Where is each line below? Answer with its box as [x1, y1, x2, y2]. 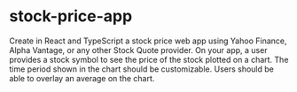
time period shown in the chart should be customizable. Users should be [9, 64, 275, 74]
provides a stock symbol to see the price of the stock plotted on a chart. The [9, 54, 289, 65]
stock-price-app [9, 6, 133, 27]
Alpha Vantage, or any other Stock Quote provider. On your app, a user [9, 44, 268, 55]
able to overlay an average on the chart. [9, 73, 155, 83]
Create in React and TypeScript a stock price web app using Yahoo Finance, [9, 35, 287, 46]
